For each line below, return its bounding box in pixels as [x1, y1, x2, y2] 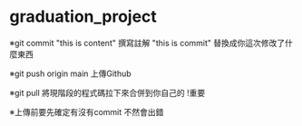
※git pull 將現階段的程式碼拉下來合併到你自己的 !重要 [9, 87, 206, 98]
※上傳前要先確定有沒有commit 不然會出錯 [9, 106, 164, 117]
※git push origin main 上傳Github [9, 68, 132, 79]
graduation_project [9, 6, 157, 27]
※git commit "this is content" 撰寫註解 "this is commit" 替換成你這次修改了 [9, 37, 286, 48]
